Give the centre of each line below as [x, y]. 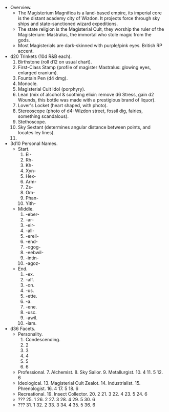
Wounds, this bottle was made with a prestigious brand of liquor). [87, 100]
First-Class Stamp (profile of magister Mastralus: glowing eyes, [84, 67]
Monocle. [28, 84]
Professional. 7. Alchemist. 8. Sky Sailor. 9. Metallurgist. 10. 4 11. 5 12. [90, 372]
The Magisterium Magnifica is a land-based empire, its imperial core [90, 13]
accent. [26, 51]
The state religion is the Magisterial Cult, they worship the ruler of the [91, 29]
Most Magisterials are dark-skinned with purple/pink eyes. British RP [90, 45]
